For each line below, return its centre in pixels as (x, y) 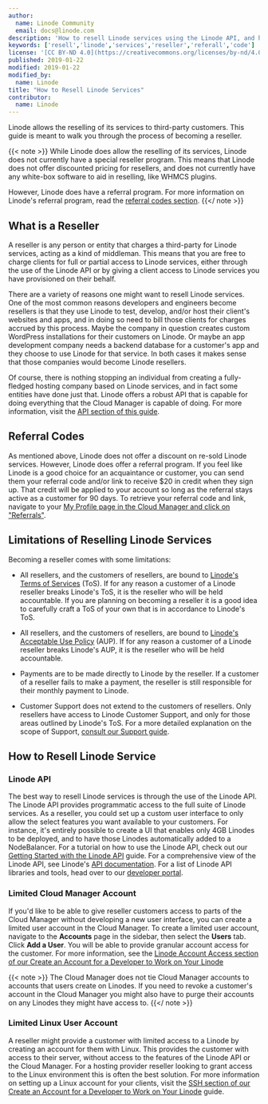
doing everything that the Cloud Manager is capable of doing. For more (125, 403)
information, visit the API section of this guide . (84, 411)
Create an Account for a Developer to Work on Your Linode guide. (116, 1091)
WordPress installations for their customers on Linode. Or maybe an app (127, 337)
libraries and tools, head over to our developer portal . (96, 873)
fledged (21, 386)
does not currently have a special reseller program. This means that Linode (132, 160)
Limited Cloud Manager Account (73, 893)
